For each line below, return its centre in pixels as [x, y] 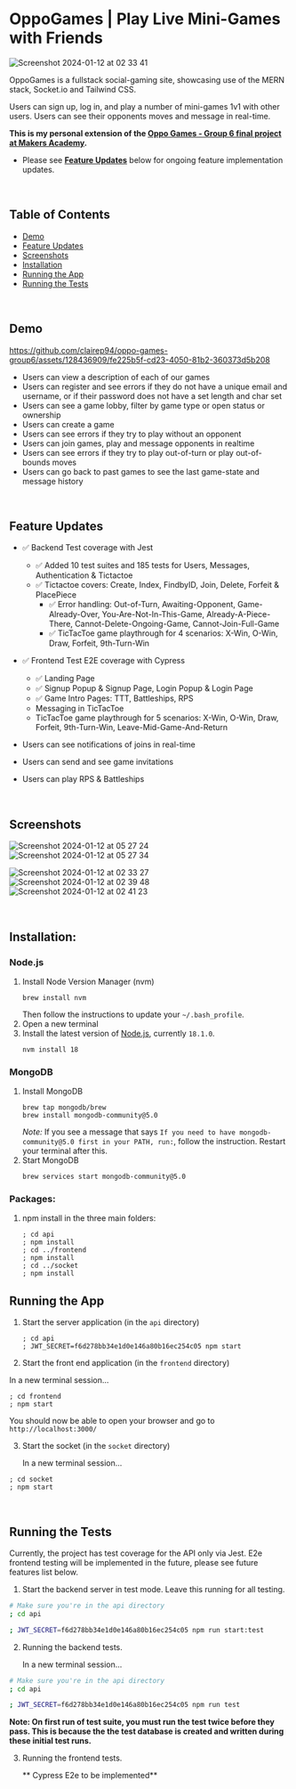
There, [61, 624]
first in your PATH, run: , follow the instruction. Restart [182, 1142]
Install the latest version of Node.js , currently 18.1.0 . [118, 1033]
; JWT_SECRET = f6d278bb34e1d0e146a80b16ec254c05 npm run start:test [137, 1630]
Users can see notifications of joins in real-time [108, 744]
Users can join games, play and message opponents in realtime [138, 443]
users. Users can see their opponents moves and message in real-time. [140, 116]
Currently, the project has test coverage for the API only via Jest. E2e [136, 1553]
